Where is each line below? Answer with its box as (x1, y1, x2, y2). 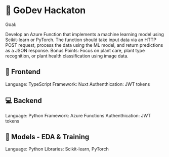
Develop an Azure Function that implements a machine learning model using (5, 31, 164, 37)
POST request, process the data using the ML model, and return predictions (5, 42, 163, 48)
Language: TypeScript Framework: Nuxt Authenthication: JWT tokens (5, 81, 150, 87)
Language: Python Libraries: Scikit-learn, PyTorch (5, 146, 109, 152)
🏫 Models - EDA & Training (5, 132, 90, 141)
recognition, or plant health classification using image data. (5, 53, 129, 59)
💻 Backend (5, 97, 42, 105)
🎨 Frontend (5, 68, 40, 76)
